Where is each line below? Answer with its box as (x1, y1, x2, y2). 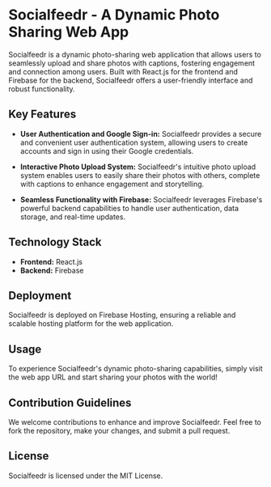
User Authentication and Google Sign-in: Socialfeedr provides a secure (19, 129, 262, 138)
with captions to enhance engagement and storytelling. (19, 179, 205, 188)
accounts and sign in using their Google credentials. (19, 146, 194, 155)
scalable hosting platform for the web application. (8, 319, 174, 328)
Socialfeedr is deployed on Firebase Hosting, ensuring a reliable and (8, 310, 236, 320)
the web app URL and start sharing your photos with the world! (8, 372, 218, 382)
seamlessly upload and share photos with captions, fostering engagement (8, 58, 256, 68)
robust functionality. (8, 83, 75, 94)
